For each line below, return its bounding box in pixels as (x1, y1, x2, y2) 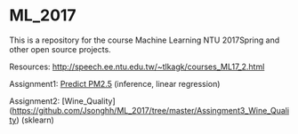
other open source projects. (9, 43, 111, 54)
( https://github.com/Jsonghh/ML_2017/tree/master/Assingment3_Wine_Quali (9, 105, 290, 115)
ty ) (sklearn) (9, 114, 55, 125)
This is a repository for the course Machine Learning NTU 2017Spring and (9, 35, 280, 45)
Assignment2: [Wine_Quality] (9, 95, 116, 106)
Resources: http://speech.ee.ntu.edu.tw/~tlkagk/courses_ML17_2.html (9, 61, 265, 72)
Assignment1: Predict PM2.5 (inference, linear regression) (9, 78, 221, 89)
